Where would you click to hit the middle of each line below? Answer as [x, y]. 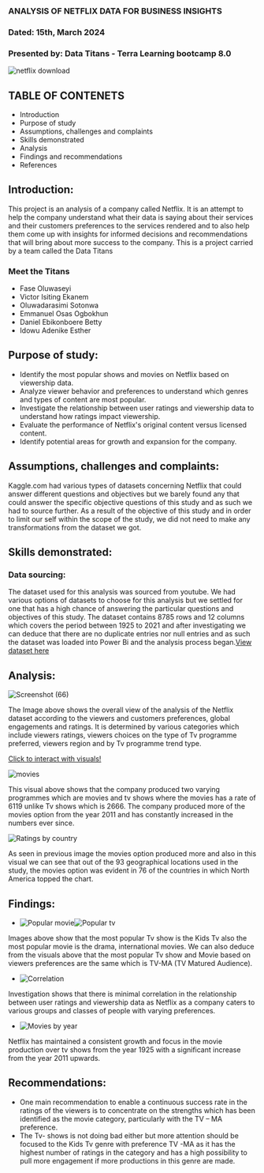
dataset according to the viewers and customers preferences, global [119, 719]
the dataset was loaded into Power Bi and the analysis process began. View [130, 643]
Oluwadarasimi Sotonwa [59, 305]
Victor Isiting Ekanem [54, 297]
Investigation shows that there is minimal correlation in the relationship [123, 994]
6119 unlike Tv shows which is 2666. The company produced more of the [127, 806]
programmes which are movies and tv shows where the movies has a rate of [132, 798]
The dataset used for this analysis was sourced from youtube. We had [122, 592]
